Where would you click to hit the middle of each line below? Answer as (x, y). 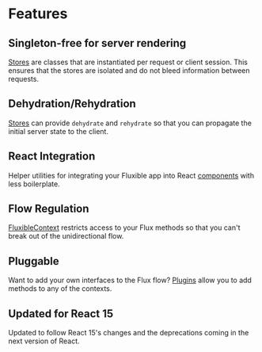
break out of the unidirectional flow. (66, 236)
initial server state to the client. (59, 131)
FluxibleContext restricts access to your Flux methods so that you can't (124, 228)
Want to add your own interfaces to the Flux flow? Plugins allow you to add (130, 280)
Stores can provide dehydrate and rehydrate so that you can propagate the (130, 123)
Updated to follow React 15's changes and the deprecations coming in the (129, 333)
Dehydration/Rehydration (72, 104)
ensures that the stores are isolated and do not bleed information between (129, 71)
